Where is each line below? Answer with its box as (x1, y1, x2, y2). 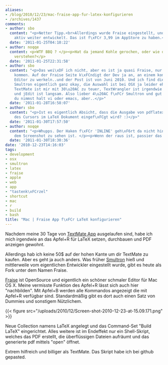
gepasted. (5, 354, 26, 360)
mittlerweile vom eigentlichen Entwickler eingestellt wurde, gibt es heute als (5, 262, 161, 268)
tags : (5, 147, 16, 152)
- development (5, 152, 35, 157)
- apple (5, 175, 21, 180)
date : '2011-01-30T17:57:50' (9, 119, 70, 124)
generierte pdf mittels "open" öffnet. (5, 339, 80, 345)
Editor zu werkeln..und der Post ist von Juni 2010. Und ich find (14, 77, 155, 82)
